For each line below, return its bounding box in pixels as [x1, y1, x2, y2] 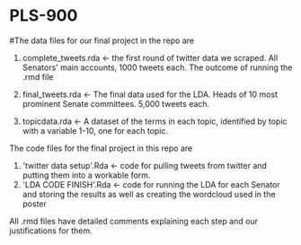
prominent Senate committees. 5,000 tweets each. [22, 98, 210, 109]
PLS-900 [9, 5, 78, 26]
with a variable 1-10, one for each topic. [22, 125, 169, 136]
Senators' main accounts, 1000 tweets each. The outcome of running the [22, 62, 293, 73]
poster [22, 198, 48, 209]
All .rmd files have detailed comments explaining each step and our [9, 215, 259, 226]
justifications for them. [9, 225, 93, 236]
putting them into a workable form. [22, 170, 151, 180]
